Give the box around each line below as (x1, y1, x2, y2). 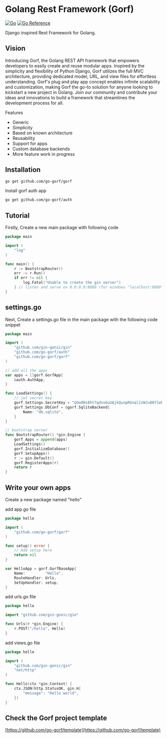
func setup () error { (5, 543, 50, 548)
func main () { (5, 261, 35, 267)
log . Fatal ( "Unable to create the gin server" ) (23, 280, 121, 285)
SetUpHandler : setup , (14, 580, 59, 585)
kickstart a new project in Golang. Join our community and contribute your (5, 89, 158, 95)
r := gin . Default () (14, 455, 55, 460)
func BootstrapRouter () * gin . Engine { (5, 432, 85, 437)
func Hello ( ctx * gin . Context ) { (5, 682, 72, 687)
